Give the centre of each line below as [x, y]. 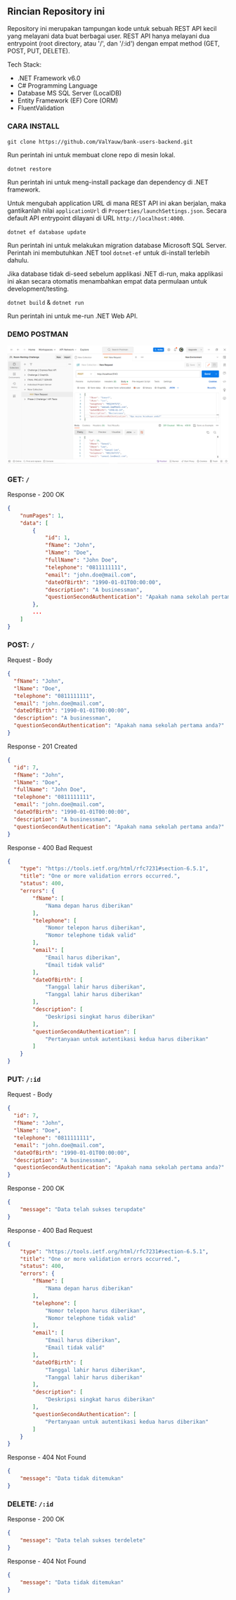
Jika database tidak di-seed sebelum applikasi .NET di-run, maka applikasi [115, 274]
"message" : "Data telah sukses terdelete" [83, 1540]
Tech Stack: [25, 64]
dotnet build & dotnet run [46, 303]
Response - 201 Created [42, 746]
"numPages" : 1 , [42, 515]
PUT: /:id [24, 1079]
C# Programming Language [58, 85]
